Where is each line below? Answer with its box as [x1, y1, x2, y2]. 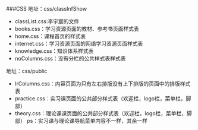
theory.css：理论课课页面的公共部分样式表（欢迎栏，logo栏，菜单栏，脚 [14, 110, 192, 117]
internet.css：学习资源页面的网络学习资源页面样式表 [14, 40, 143, 47]
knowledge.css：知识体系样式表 [14, 47, 94, 55]
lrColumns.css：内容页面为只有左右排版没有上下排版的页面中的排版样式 [14, 80, 191, 87]
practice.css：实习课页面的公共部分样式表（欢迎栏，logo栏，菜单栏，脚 [14, 95, 191, 102]
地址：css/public [6, 68, 48, 74]
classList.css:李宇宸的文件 [14, 18, 79, 25]
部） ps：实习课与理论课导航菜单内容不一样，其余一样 [14, 118, 147, 124]
